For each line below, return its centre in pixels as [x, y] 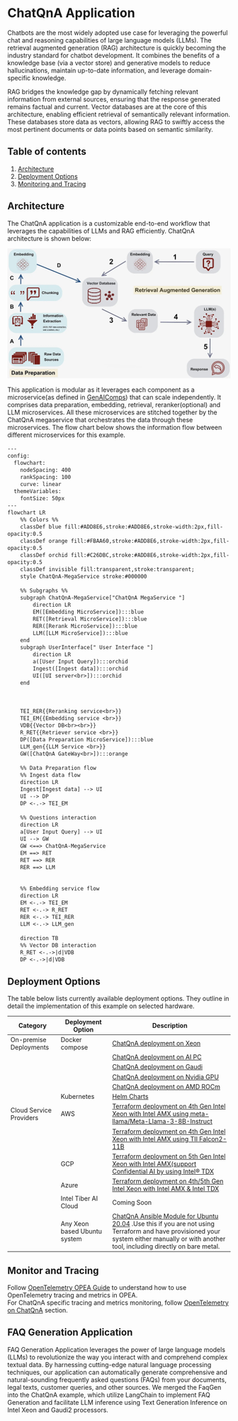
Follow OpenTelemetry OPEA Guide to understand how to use [97, 1288]
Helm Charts [130, 1097]
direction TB [39, 939]
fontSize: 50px [42, 499]
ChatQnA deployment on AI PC [157, 1057]
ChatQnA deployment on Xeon [157, 1044]
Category [33, 1026]
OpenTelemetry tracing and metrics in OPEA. [73, 1295]
